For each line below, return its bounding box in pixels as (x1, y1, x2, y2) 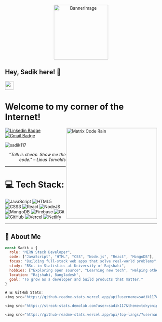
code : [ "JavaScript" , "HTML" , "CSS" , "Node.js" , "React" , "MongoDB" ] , (9, 255, 154, 259)
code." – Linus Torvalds (19, 157, 66, 162)
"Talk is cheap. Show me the (9, 151, 66, 157)
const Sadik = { (5, 245, 38, 250)
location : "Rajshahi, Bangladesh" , (9, 272, 81, 277)
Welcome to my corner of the (5, 101, 124, 112)
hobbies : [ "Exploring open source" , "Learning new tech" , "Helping (9, 268, 148, 273)
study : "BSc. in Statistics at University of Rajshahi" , (9, 263, 126, 268)
